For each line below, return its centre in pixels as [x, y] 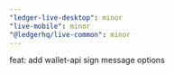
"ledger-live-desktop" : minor [66, 18]
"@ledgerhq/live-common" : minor [70, 34]
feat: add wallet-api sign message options [87, 60]
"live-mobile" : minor [50, 26]
